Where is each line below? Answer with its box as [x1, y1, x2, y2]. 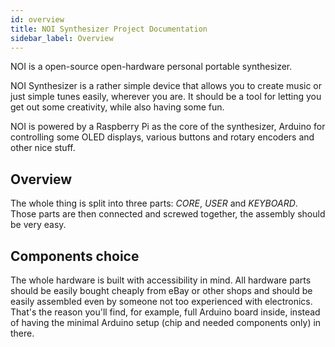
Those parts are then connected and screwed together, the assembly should [10, 208, 326, 220]
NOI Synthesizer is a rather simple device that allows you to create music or [10, 80, 323, 92]
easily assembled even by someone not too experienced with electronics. [10, 296, 313, 307]
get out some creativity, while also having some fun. [10, 101, 225, 113]
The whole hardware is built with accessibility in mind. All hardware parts [10, 274, 312, 286]
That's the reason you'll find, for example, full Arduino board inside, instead [10, 306, 321, 318]
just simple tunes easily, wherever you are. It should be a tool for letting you [10, 91, 322, 103]
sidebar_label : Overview [10, 33, 114, 43]
